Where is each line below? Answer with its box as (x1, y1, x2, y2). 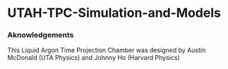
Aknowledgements (7, 30, 74, 40)
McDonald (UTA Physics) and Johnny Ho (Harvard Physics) (7, 54, 180, 62)
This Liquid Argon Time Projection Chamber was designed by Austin (7, 46, 206, 54)
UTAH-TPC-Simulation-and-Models (7, 5, 221, 21)
